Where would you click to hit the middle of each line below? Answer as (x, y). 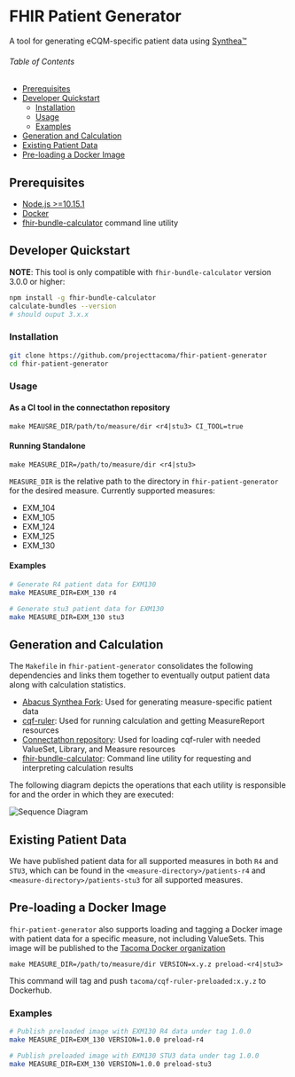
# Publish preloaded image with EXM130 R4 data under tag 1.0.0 (130, 1032)
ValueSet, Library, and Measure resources (98, 749)
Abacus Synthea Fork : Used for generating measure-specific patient (147, 702)
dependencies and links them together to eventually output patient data (140, 675)
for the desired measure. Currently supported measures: (112, 491)
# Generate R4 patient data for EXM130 (83, 584)
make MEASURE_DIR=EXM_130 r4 (63, 593)
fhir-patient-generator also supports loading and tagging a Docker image (146, 929)
